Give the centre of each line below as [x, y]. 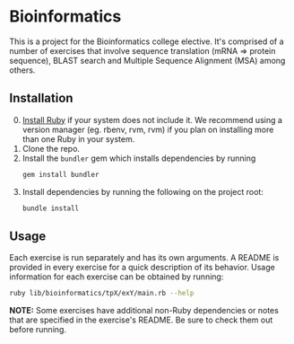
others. [22, 70]
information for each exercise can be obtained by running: [117, 277]
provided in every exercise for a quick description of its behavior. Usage [142, 268]
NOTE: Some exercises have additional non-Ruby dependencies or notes [144, 311]
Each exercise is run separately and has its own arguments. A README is [144, 258]
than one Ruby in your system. [78, 139]
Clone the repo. [51, 148]
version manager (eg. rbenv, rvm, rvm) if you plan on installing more [148, 129]
